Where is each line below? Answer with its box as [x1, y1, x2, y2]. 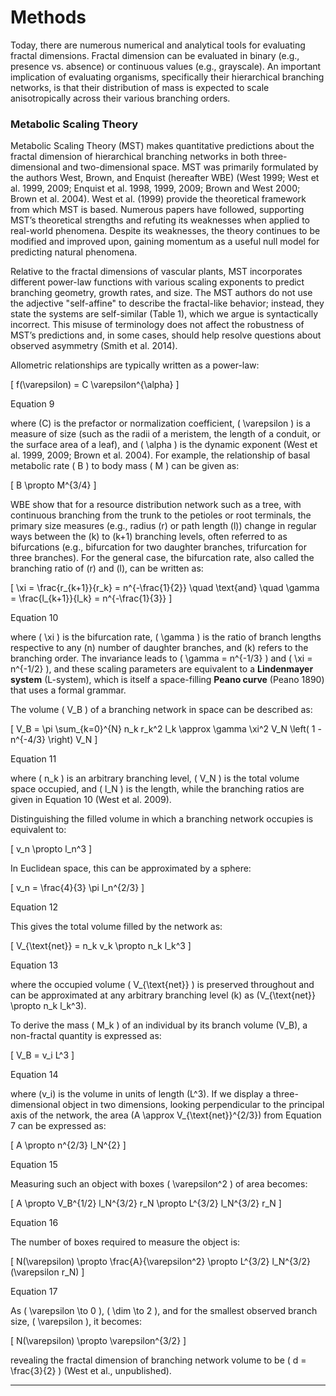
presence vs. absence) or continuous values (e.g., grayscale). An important [10, 60, 322, 72]
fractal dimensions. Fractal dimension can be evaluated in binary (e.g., [10, 49, 300, 61]
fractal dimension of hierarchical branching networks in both [10, 151, 260, 163]
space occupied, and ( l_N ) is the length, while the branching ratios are [10, 783, 305, 795]
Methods [10, 6, 87, 29]
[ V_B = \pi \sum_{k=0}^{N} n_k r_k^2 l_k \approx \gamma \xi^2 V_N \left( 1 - [10, 723, 322, 735]
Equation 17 [10, 1286, 58, 1298]
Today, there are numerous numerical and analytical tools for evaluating [10, 39, 306, 51]
